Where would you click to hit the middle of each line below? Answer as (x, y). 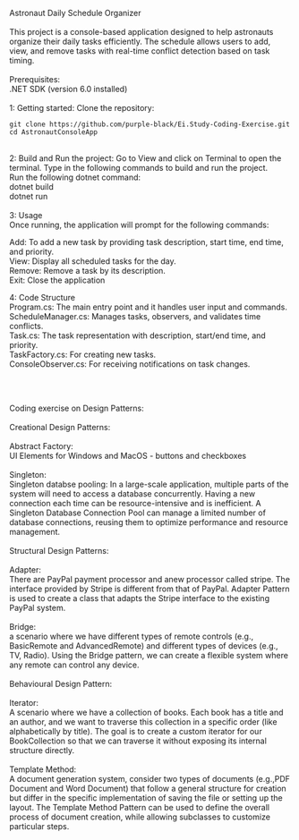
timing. (22, 60)
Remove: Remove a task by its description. (87, 271)
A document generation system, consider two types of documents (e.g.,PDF (150, 779)
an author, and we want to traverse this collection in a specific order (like (143, 722)
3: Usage (26, 215)
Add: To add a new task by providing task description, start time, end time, (147, 242)
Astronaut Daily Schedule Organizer (75, 13)
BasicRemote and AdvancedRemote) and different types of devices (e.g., (144, 646)
